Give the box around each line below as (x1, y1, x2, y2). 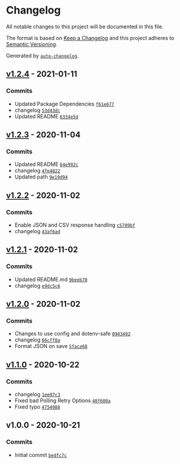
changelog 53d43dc (14, 107, 60, 114)
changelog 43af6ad (14, 228, 60, 234)
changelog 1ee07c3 (14, 391, 60, 398)
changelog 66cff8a (14, 336, 60, 343)
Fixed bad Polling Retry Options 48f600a (14, 397, 111, 404)
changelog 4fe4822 (14, 167, 60, 174)
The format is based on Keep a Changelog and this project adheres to (6, 34, 175, 41)
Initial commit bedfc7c (14, 451, 67, 458)
